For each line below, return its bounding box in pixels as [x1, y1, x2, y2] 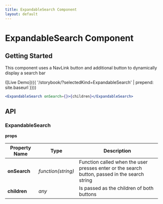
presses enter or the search [79, 165, 142, 171]
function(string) [38, 168, 75, 175]
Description [103, 148, 131, 154]
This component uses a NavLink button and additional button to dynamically [5, 65, 157, 70]
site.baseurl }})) [5, 85, 36, 90]
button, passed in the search [79, 171, 144, 178]
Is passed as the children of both [79, 185, 154, 192]
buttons [79, 191, 97, 198]
